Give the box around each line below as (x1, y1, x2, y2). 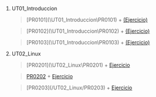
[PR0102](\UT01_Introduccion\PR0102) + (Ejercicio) (26, 27, 150, 34)
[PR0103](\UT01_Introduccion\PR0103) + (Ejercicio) (26, 39, 150, 46)
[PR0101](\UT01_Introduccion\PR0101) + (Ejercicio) (26, 16, 148, 23)
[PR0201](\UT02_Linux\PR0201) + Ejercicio (26, 61, 130, 68)
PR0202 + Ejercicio (26, 73, 73, 79)
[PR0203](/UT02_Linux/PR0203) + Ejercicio (26, 84, 133, 91)
